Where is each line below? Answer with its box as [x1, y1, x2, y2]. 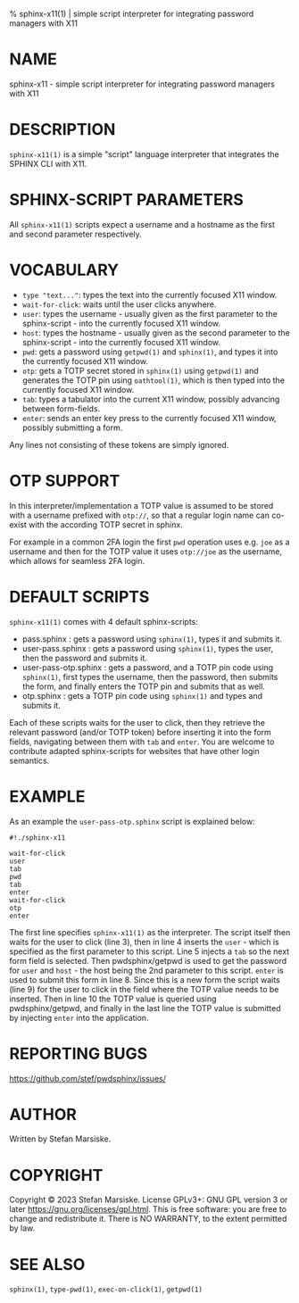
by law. [9, 1223, 36, 1233]
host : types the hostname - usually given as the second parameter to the [21, 327, 290, 338]
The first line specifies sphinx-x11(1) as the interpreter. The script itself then [9, 926, 291, 937]
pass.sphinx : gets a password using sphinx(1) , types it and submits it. [21, 634, 283, 644]
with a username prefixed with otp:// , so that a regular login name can [9, 510, 270, 520]
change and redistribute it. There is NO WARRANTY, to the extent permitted [9, 1214, 287, 1224]
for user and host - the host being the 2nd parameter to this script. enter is [9, 965, 284, 975]
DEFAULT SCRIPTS [9, 586, 150, 607]
